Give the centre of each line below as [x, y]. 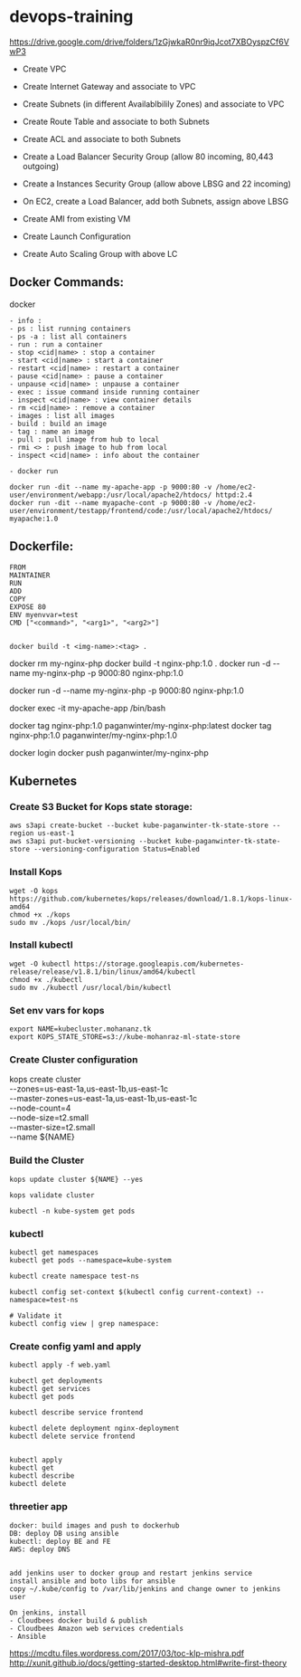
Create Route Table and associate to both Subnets [116, 121]
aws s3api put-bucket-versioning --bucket [90, 842]
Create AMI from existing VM [76, 218]
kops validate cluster [52, 1195]
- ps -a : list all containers [68, 337]
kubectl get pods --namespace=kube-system [90, 1261]
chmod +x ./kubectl [46, 979]
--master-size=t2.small [52, 1128]
